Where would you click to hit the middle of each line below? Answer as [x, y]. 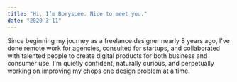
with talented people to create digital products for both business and [108, 55]
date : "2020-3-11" [34, 20]
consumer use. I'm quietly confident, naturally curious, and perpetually [111, 63]
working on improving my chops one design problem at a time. [99, 71]
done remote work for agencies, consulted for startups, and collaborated [114, 48]
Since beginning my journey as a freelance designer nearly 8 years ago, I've [119, 40]
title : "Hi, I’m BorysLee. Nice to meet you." [77, 14]
